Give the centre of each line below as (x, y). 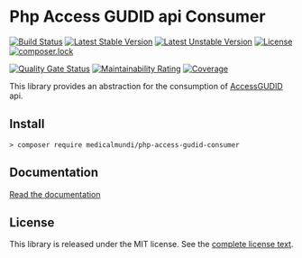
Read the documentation (55, 194)
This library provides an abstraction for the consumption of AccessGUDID (146, 86)
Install (27, 124)
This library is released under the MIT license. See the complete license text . (151, 244)
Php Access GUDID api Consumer (137, 17)
